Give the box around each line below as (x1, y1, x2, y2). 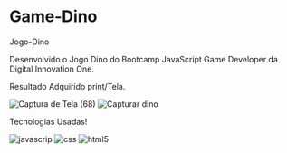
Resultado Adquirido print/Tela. (9, 81, 126, 91)
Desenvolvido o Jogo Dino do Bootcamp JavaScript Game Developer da (9, 53, 279, 64)
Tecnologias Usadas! (9, 116, 88, 127)
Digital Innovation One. (9, 63, 95, 74)
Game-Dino (9, 6, 98, 27)
